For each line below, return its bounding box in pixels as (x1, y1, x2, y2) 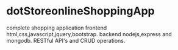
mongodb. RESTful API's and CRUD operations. (6, 37, 126, 44)
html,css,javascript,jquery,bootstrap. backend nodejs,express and (6, 30, 172, 37)
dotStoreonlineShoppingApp (6, 4, 155, 18)
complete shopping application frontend (6, 24, 107, 31)
